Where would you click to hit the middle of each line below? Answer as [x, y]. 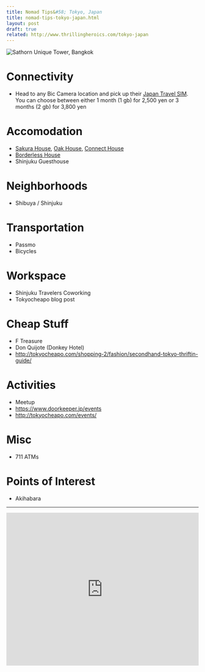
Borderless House [38, 155]
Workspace [36, 276]
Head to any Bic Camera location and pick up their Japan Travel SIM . [102, 94]
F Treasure [29, 341]
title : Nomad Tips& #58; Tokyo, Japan [54, 12]
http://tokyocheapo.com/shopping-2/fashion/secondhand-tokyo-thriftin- [106, 354]
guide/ [23, 360]
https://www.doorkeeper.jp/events [58, 408]
